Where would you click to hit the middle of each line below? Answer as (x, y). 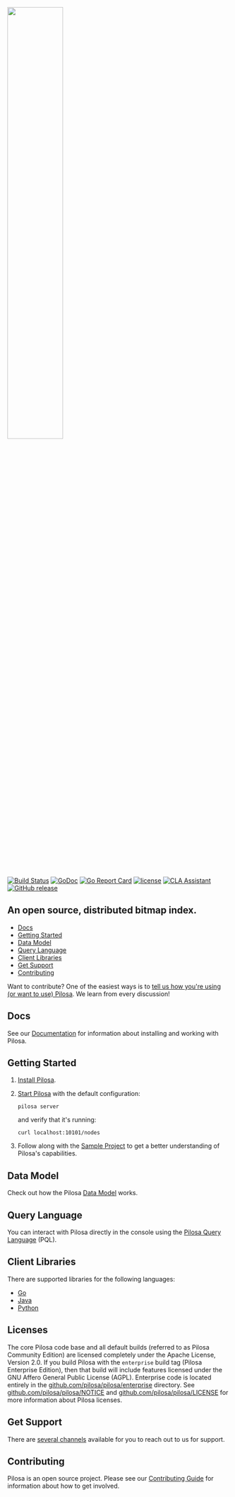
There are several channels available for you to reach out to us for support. (116, 1439)
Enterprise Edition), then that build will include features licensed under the (115, 1369)
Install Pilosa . (37, 1080)
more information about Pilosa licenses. (65, 1400)
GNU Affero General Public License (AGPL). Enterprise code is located (109, 1377)
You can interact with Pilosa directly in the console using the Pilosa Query (114, 1232)
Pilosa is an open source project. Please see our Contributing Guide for (110, 1479)
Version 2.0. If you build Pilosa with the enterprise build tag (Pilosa (105, 1362)
